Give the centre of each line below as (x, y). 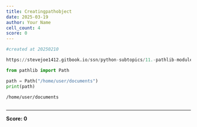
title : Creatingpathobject (39, 11)
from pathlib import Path (38, 70)
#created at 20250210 (33, 49)
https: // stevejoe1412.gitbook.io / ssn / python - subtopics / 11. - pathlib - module (99, 60)
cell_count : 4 (23, 28)
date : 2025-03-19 (27, 17)
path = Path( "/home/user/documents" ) (52, 81)
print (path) (21, 86)
